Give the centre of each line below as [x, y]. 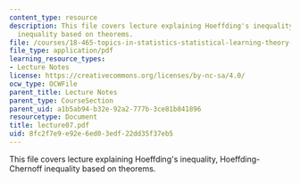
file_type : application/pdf [62, 51]
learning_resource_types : [57, 59]
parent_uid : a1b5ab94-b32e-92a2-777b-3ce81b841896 [105, 109]
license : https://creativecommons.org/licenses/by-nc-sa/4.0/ [127, 76]
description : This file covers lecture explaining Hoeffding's [129, 26]
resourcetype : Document [54, 117]
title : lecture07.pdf [50, 126]
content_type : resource [54, 17]
